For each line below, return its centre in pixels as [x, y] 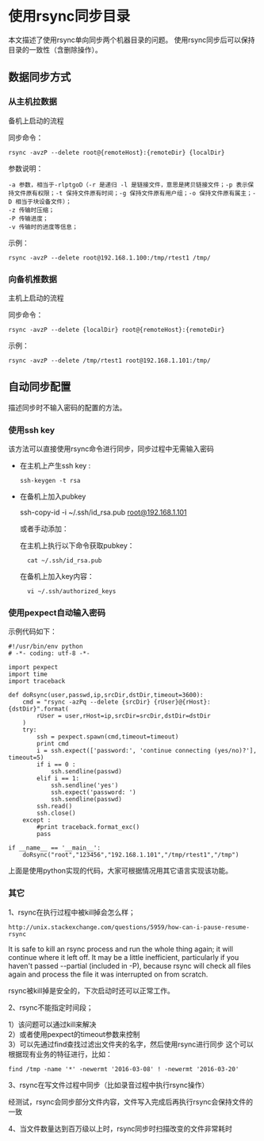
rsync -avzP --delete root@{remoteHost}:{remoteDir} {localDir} [117, 152]
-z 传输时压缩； [31, 210]
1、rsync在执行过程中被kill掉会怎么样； [72, 912]
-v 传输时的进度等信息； [43, 227]
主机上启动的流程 [36, 298]
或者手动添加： [44, 529]
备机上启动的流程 [36, 121]
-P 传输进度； [29, 218]
